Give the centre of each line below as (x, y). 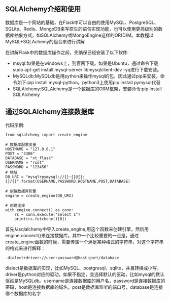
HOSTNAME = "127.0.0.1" (30, 149)
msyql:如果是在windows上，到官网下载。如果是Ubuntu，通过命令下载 (86, 63)
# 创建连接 (15, 206)
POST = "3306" (20, 154)
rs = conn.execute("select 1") (47, 214)
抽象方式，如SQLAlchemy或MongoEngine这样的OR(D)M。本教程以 (84, 35)
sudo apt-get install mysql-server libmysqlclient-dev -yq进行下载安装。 (87, 69)
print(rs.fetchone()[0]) (41, 219)
